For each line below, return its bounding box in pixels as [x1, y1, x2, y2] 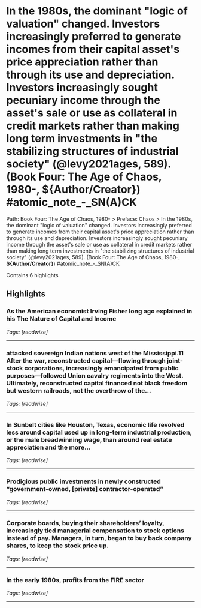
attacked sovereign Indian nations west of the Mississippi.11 [6, 349, 184, 357]
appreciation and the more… [6, 443, 91, 451]
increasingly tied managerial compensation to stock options [6, 526, 184, 535]
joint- [166, 356, 184, 364]
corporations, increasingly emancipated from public [24, 364, 179, 372]
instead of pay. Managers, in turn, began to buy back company [6, 534, 193, 543]
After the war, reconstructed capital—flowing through [6, 356, 166, 364]
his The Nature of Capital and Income [6, 315, 117, 323]
